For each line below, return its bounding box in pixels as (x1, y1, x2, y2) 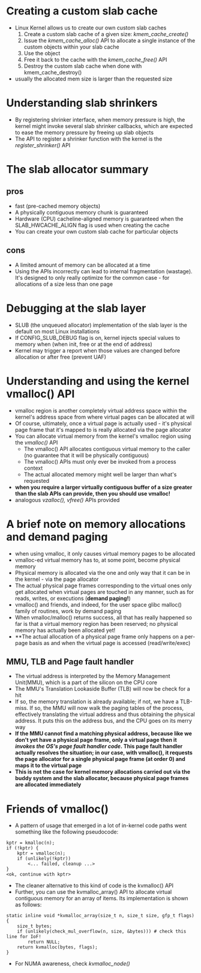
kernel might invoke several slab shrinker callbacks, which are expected (14, 122, 193, 130)
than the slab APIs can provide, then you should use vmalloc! (14, 490, 171, 497)
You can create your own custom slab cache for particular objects (14, 228, 178, 235)
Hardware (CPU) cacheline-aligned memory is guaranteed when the (14, 215, 184, 222)
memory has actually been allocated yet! (14, 626, 116, 634)
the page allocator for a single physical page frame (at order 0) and (14, 756, 186, 763)
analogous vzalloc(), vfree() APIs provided (14, 496, 120, 503)
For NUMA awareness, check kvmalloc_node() (14, 960, 130, 968)
